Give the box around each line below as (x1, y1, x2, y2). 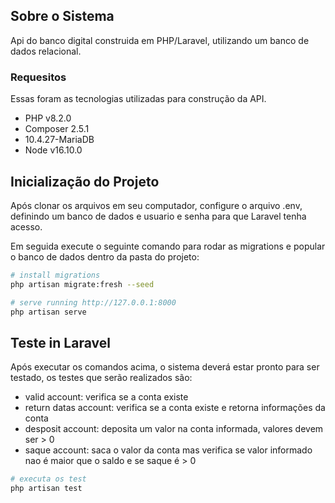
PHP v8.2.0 (24, 112, 72, 124)
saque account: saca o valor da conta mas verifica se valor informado (24, 444, 313, 456)
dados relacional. (10, 45, 82, 57)
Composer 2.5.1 (24, 123, 90, 135)
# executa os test (10, 474, 87, 484)
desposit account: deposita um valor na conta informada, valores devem (24, 423, 324, 435)
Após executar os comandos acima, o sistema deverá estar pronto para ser (10, 361, 320, 373)
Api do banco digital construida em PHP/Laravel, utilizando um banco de (10, 34, 310, 46)
